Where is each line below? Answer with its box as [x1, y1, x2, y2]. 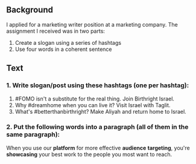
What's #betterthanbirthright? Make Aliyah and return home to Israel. [14, 108, 187, 115]
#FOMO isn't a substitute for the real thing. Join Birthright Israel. [14, 95, 175, 102]
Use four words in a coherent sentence [14, 45, 112, 53]
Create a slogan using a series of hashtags [14, 39, 122, 46]
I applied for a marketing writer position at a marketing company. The [6, 21, 178, 28]
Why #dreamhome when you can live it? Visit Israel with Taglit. [14, 101, 171, 108]
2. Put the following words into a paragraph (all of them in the [6, 123, 189, 131]
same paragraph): [6, 130, 60, 139]
